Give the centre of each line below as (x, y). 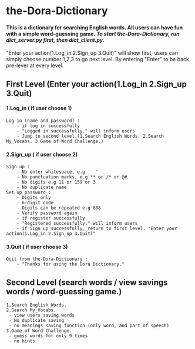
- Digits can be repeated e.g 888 (59, 208)
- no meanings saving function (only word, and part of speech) (89, 326)
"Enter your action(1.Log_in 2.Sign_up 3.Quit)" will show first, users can (92, 53)
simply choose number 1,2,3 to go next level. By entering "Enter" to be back (98, 59)
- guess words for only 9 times (48, 336)
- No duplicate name (42, 187)
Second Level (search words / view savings (87, 282)
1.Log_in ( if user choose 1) (39, 108)
